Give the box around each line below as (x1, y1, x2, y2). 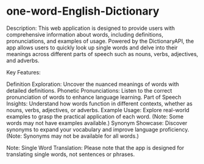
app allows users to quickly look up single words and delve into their (6, 44, 178, 51)
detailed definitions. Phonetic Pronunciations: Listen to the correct (6, 87, 172, 94)
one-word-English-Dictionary (6, 4, 160, 18)
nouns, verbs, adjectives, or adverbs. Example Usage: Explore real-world (6, 106, 190, 113)
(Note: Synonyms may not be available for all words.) (6, 132, 139, 140)
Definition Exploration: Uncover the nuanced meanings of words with (6, 80, 180, 88)
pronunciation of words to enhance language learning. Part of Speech (6, 93, 181, 101)
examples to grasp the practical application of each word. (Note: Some (6, 113, 184, 120)
